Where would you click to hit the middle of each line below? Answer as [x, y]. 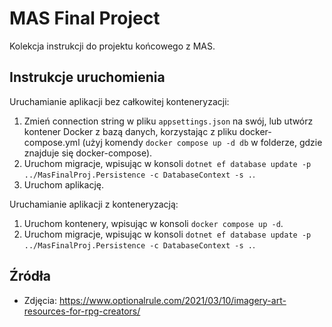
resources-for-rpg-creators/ [82, 311]
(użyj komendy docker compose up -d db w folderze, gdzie [202, 142]
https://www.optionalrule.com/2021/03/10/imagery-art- [172, 300]
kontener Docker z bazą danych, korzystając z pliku [130, 131]
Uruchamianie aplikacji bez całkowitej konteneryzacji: [119, 101]
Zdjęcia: [40, 300]
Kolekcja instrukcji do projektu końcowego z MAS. [112, 46]
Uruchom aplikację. [63, 184]
